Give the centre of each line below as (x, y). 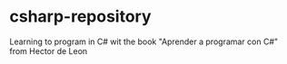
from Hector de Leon (49, 50)
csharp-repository (80, 17)
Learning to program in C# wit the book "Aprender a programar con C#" (144, 41)
